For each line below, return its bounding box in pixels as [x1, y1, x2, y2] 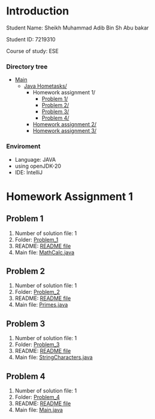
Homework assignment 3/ [32, 127, 97, 135]
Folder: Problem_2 [14, 289, 60, 296]
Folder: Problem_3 [14, 341, 60, 348]
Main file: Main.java [14, 406, 63, 413]
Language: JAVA [14, 156, 56, 163]
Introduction [6, 4, 69, 18]
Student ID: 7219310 [6, 35, 56, 43]
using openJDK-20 [14, 162, 62, 170]
